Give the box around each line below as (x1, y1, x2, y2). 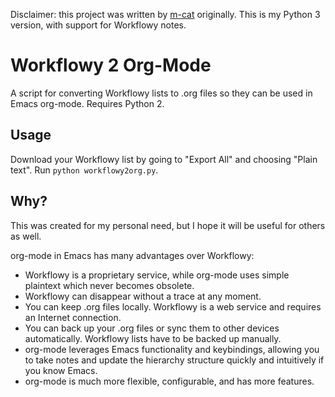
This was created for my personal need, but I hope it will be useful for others (10, 219, 326, 231)
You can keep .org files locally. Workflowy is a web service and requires (24, 300, 322, 313)
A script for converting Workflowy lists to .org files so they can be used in (10, 87, 313, 99)
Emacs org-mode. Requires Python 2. (10, 97, 165, 109)
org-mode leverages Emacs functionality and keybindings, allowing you (24, 343, 320, 355)
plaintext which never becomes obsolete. (24, 279, 195, 291)
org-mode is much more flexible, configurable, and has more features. (24, 375, 315, 387)
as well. (10, 230, 42, 242)
